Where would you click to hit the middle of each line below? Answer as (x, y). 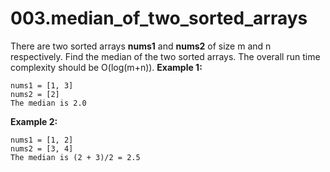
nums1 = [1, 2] (42, 140)
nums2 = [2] (35, 94)
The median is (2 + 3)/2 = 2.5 (75, 157)
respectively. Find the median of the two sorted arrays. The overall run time (165, 56)
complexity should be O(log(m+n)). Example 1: (106, 67)
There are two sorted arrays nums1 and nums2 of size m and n (141, 46)
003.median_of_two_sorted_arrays (159, 18)
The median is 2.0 (48, 103)
